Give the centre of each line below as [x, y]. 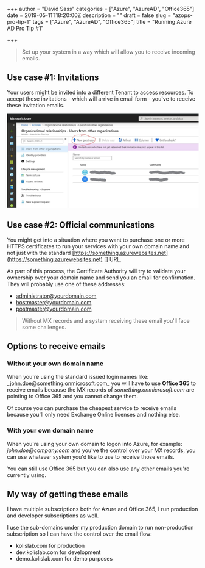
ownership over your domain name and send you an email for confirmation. [101, 278]
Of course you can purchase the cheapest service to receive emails [92, 408]
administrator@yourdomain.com [56, 296]
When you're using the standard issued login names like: [78, 377]
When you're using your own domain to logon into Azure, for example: [95, 444]
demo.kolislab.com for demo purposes [64, 558]
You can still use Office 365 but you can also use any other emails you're [98, 469]
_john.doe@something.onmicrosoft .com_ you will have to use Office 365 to [102, 383]
